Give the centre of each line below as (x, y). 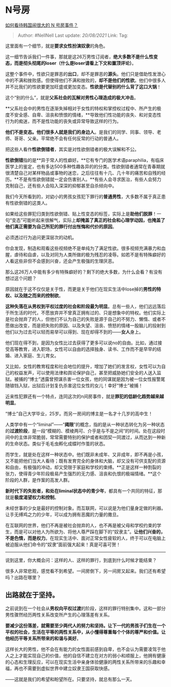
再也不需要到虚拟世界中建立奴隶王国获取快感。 (63, 668)
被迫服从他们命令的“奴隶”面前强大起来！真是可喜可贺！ (63, 544)
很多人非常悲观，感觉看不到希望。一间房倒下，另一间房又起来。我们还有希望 (85, 571)
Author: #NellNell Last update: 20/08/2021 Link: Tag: (73, 35)
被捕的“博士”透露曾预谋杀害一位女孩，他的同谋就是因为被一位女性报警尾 (90, 379)
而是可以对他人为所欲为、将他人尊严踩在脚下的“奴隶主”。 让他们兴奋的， (90, 532)
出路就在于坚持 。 (32, 595)
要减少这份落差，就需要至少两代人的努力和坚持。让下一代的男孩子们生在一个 (85, 625)
